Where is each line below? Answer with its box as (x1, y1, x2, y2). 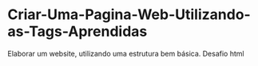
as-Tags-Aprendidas (7, 22, 148, 41)
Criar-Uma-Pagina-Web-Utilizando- (7, 6, 251, 24)
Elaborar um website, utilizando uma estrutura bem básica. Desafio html (7, 49, 244, 58)
